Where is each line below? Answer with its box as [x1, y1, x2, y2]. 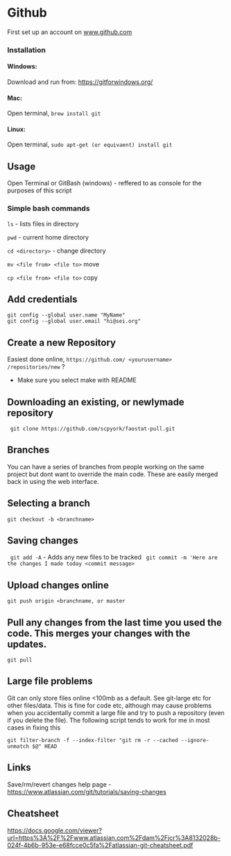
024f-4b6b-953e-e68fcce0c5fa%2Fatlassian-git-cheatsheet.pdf [7, 841, 194, 849]
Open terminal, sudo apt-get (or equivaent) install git [7, 140, 173, 149]
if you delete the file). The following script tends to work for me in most [7, 716, 210, 724]
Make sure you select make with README [17, 376, 137, 385]
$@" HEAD [32, 743, 58, 750]
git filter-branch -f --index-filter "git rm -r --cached [7, 737, 178, 744]
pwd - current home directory [7, 233, 89, 241]
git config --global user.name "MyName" [7, 312, 126, 319]
